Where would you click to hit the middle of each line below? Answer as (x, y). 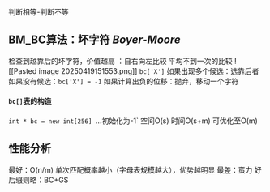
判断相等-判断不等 (39, 12)
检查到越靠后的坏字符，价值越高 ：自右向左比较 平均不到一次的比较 (120, 61)
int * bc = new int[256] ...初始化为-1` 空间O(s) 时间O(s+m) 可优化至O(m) (133, 121)
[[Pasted (23, 70)
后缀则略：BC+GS (39, 180)
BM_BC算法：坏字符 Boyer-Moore (94, 40)
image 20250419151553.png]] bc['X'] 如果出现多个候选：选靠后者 (149, 70)
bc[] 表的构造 (30, 101)
